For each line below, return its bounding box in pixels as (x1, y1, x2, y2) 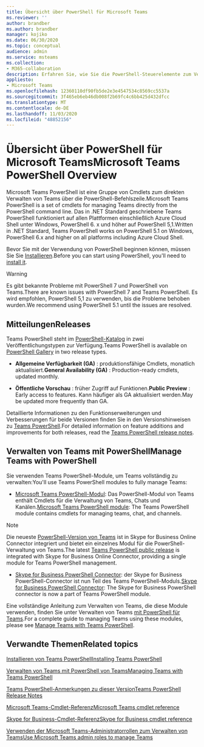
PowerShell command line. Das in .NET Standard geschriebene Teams (6, 208, 182, 215)
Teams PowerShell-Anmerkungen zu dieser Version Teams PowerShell (6, 685, 181, 692)
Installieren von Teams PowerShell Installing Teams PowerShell (6, 655, 162, 662)
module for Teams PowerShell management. (6, 559, 117, 566)
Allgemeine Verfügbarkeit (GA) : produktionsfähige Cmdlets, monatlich (15, 360, 195, 367)
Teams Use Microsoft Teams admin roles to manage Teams (6, 734, 153, 741)
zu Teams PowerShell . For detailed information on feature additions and (6, 422, 184, 429)
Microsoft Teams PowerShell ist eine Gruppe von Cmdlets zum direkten (6, 189, 185, 196)
